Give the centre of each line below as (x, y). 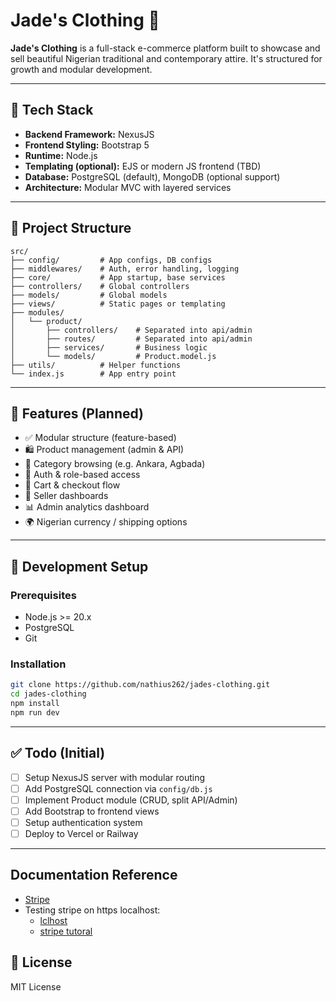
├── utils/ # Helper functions (96, 365)
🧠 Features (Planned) (77, 413)
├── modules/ (37, 312)
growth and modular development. (81, 69)
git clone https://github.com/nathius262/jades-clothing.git (140, 685)
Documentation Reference (94, 875)
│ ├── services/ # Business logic (109, 347)
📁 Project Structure (71, 228)
